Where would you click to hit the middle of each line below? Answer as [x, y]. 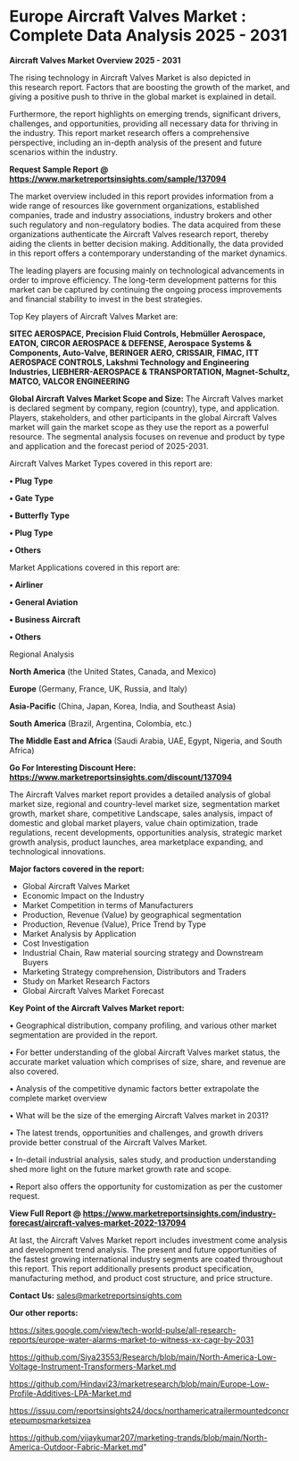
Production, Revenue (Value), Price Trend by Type [114, 924]
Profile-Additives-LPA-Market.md [71, 1393]
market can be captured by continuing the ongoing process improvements [146, 289]
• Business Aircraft [45, 619]
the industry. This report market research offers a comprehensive [129, 132]
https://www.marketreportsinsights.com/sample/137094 [118, 178]
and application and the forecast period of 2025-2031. [109, 446]
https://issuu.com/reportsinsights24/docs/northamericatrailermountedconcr [149, 1410]
